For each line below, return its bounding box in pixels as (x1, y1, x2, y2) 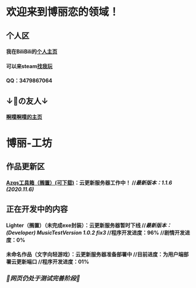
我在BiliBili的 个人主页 (6, 48, 58, 55)
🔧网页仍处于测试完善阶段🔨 (6, 274, 80, 283)
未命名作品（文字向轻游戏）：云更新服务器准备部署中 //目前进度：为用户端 (6, 251, 184, 258)
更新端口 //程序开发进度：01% (16, 258, 89, 265)
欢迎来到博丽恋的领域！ (6, 5, 120, 19)
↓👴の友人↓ (6, 96, 49, 106)
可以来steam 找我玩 (6, 62, 53, 69)
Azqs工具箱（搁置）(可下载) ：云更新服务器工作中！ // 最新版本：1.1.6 (6, 179, 173, 186)
